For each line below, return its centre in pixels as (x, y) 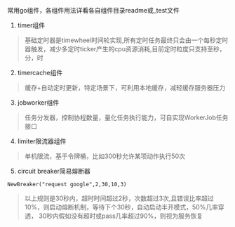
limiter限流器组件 (42, 141)
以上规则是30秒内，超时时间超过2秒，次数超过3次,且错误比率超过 (119, 198)
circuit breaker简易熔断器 (54, 171)
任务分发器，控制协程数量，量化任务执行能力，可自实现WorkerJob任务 (126, 117)
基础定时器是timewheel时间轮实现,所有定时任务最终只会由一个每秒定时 (126, 40)
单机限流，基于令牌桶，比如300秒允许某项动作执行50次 (105, 156)
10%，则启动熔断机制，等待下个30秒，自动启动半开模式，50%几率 (121, 207)
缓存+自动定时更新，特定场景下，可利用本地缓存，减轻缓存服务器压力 (125, 87)
